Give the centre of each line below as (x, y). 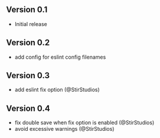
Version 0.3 (28, 76)
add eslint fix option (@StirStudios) (57, 90)
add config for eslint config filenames (60, 57)
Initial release (31, 24)
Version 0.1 (27, 10)
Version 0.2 (28, 43)
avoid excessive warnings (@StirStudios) (64, 129)
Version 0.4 (28, 108)
